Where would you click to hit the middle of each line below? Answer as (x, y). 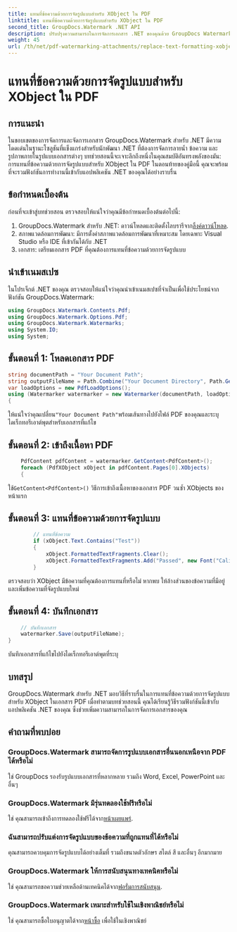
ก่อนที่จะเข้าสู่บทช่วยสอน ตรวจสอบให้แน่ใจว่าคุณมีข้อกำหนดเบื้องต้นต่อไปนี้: (94, 211)
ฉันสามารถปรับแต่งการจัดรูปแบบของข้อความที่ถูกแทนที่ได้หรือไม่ (93, 837)
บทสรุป (20, 676)
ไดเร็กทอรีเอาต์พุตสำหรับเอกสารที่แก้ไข (52, 422)
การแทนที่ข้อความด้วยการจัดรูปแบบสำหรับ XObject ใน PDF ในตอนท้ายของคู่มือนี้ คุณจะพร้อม (118, 164)
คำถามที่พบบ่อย (34, 732)
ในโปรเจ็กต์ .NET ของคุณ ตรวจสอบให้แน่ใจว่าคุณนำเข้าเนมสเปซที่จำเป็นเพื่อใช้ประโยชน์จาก (114, 289)
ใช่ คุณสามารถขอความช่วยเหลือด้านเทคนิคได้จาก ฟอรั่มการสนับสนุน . (85, 886)
